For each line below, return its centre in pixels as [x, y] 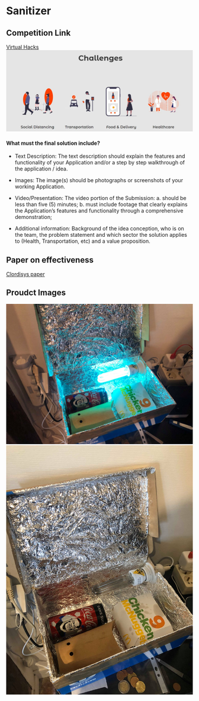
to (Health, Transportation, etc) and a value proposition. [83, 241]
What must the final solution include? [53, 143]
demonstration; [33, 217]
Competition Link [38, 33]
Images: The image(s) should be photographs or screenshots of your [99, 180]
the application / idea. [41, 169]
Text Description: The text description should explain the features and [100, 156]
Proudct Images [36, 293]
